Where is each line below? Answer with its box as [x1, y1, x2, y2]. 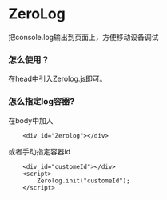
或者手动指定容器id [8, 146, 70, 156]
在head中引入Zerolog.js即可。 [8, 74, 107, 84]
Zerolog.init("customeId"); [37, 177, 130, 185]
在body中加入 [8, 115, 54, 125]
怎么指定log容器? [8, 96, 75, 107]
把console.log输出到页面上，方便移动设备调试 [8, 32, 159, 42]
